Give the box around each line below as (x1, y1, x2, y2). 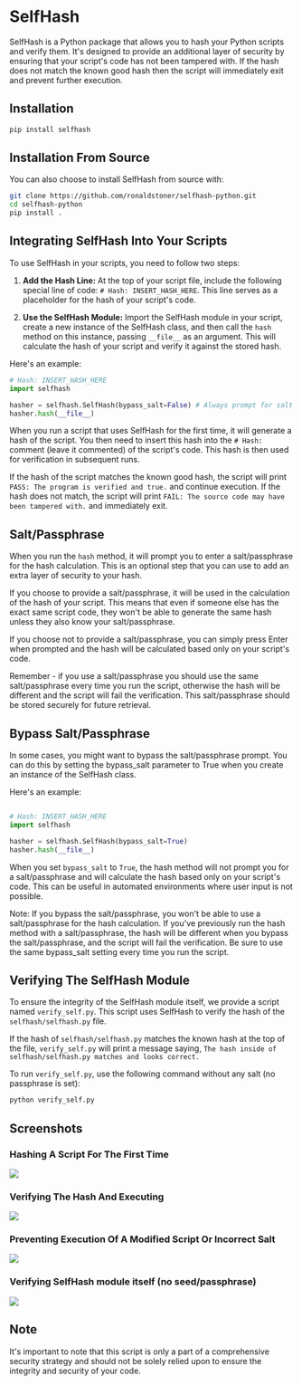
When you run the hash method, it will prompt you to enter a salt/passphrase (9, 550, 294, 562)
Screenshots (9, 1121, 83, 1136)
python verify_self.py (9, 1095, 95, 1105)
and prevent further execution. (9, 74, 124, 85)
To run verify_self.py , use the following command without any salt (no (9, 1068, 276, 1079)
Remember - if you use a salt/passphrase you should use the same (9, 671, 260, 682)
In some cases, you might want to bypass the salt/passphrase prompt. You (9, 750, 288, 760)
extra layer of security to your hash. (9, 570, 143, 581)
